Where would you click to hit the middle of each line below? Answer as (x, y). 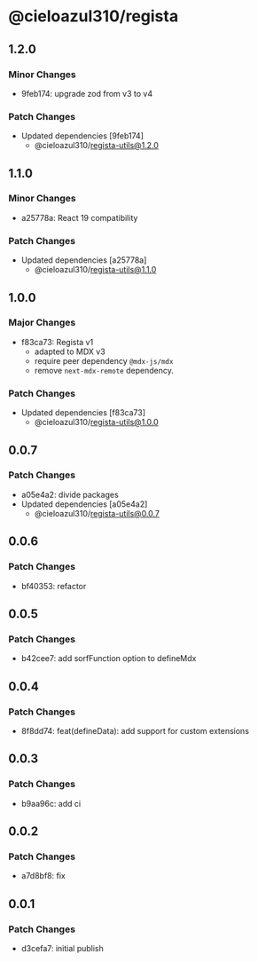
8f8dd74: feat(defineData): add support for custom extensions (135, 730)
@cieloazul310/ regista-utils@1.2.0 (96, 146)
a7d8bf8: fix (43, 876)
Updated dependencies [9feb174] (82, 136)
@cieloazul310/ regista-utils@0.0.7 (97, 513)
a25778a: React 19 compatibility (79, 217)
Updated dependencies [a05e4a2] (84, 504)
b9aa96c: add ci (51, 803)
